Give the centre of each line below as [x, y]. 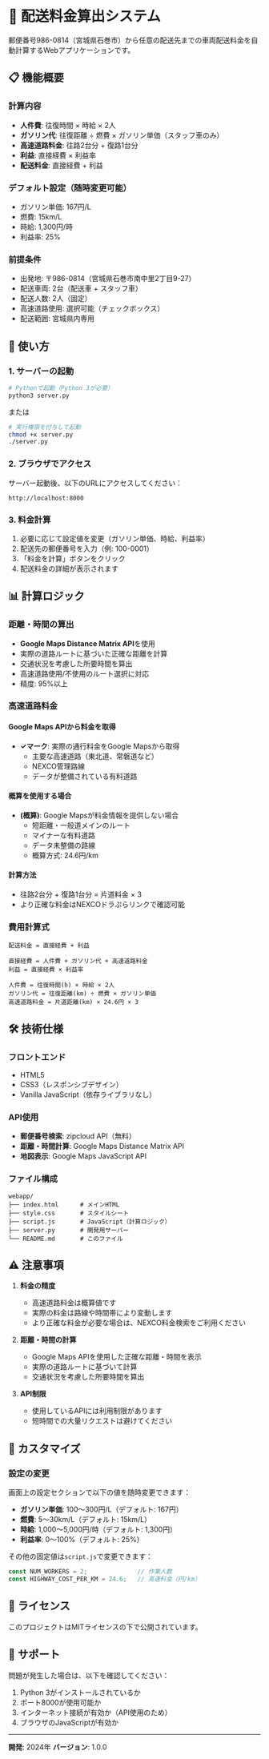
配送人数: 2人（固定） [56, 299]
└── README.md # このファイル [66, 1239]
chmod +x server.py [41, 434]
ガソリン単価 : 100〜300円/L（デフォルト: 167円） [101, 1509]
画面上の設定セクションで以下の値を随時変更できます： [99, 1492]
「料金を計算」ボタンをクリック [72, 558]
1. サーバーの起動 [41, 371]
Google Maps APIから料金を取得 [62, 727]
